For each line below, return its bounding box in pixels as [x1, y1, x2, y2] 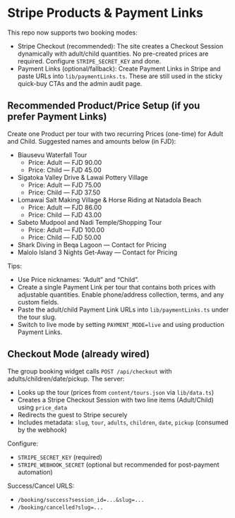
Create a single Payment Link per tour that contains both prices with [17, 283, 216, 291]
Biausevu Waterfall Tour [17, 150, 88, 159]
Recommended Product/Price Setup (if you [7, 100, 200, 112]
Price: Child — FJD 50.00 [28, 233, 102, 241]
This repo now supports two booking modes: [7, 28, 138, 37]
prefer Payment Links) [7, 111, 107, 123]
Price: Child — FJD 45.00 [28, 166, 102, 174]
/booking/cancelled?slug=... [17, 504, 104, 511]
